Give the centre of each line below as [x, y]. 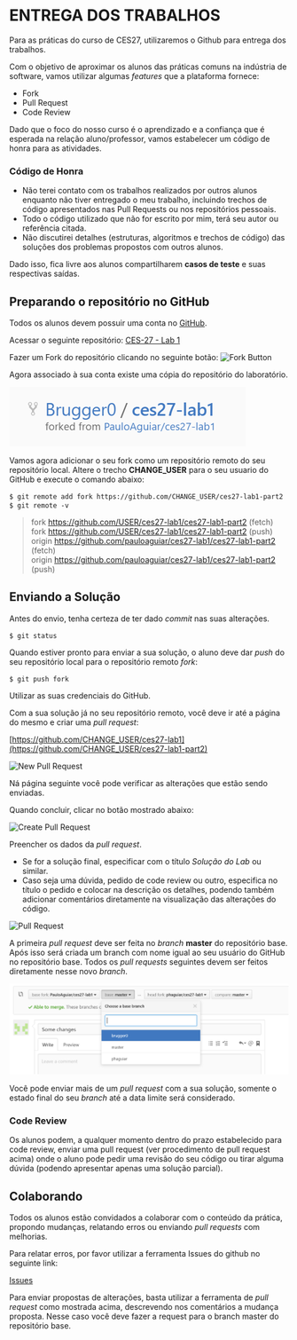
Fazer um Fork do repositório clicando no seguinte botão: [114, 358]
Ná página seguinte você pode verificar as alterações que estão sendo [139, 783]
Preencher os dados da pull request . [75, 844]
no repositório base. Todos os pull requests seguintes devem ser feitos [139, 962]
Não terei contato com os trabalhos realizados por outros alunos [140, 191]
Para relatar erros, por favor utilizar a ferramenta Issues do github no [135, 1254]
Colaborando [46, 1196]
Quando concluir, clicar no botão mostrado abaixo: [102, 809]
